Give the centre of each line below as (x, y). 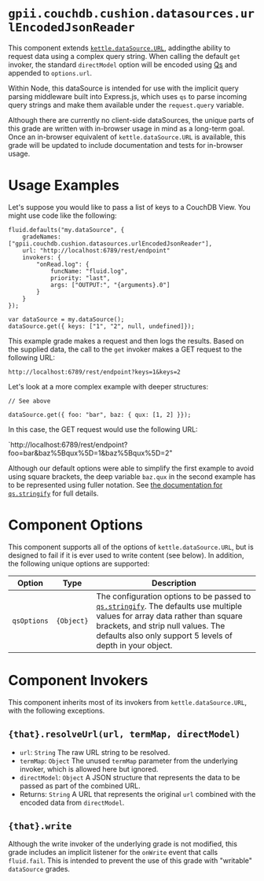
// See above (29, 401)
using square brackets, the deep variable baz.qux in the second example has (132, 476)
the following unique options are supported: (79, 563)
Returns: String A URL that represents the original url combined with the (137, 794)
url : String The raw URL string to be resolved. (95, 752)
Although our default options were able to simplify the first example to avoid (131, 468)
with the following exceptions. (57, 710)
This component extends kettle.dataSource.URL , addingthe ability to (119, 48)
